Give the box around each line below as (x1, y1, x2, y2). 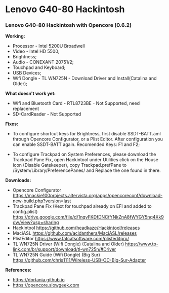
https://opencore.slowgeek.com (12, 282, 79, 288)
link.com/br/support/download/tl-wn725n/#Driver (12, 246, 116, 252)
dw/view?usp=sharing (12, 219, 59, 226)
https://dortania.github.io (12, 277, 65, 283)
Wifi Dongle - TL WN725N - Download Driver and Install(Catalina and (12, 75, 157, 82)
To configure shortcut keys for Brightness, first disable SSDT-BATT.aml (12, 131, 161, 137)
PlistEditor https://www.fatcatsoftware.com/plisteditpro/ (12, 236, 129, 242)
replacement (12, 105, 39, 112)
